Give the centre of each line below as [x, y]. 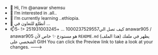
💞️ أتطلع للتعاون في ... [30, 23]
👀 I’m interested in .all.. [33, 13]
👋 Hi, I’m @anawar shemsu [37, 8]
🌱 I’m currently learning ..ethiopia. [45, 18]
